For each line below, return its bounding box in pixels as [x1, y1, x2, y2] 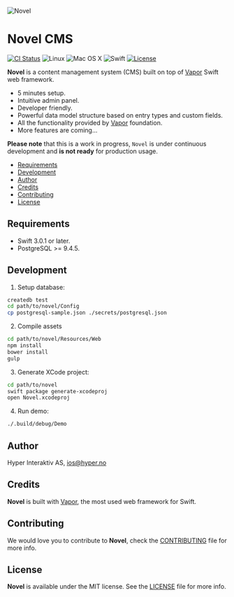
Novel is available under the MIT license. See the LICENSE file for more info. [7, 582, 227, 591]
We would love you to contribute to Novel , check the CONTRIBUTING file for [7, 536, 227, 545]
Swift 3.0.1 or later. [17, 237, 71, 245]
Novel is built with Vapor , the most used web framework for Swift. [7, 497, 197, 505]
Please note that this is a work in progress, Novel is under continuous [7, 139, 207, 148]
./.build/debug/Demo [7, 421, 68, 428]
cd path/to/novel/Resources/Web [7, 336, 101, 343]
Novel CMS [7, 31, 73, 47]
